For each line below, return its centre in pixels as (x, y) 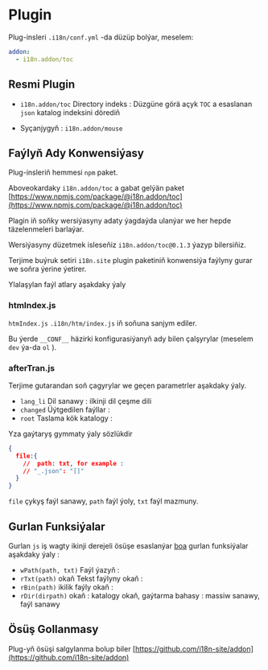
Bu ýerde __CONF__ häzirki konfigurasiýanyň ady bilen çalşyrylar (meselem (131, 339)
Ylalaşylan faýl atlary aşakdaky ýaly (67, 285)
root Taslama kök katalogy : (66, 418)
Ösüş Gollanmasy (54, 629)
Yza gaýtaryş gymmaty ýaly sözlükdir (70, 434)
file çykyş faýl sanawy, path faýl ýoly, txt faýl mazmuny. (103, 501)
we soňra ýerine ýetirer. (47, 269)
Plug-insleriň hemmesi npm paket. (63, 173)
